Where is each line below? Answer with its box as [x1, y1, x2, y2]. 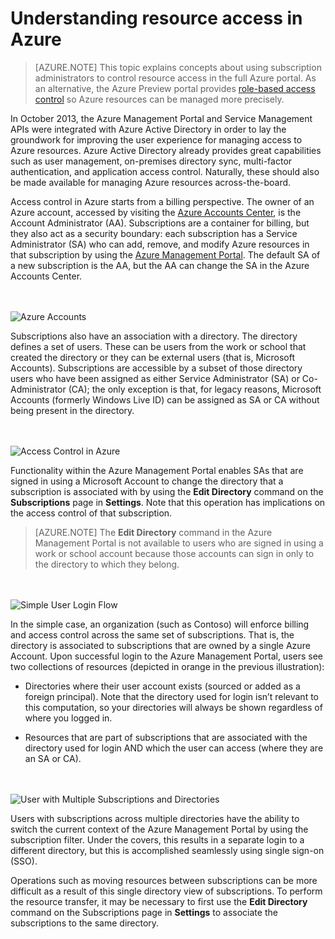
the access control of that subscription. [10, 507, 173, 519]
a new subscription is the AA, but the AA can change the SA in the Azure [10, 259, 310, 271]
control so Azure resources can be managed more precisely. [34, 93, 285, 105]
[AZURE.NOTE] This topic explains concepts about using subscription [34, 61, 322, 73]
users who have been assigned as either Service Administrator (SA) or [10, 372, 300, 384]
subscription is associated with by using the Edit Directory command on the [10, 485, 324, 497]
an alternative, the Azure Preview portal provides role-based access [34, 82, 316, 94]
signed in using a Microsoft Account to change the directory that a [10, 475, 284, 487]
